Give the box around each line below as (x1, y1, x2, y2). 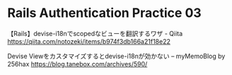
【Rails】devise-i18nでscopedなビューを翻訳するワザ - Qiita (7, 29, 183, 37)
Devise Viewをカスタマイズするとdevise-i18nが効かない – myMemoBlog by (7, 52, 226, 60)
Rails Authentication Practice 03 (7, 5, 202, 21)
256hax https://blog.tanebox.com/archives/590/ (7, 59, 148, 68)
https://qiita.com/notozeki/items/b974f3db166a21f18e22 (7, 37, 171, 45)
